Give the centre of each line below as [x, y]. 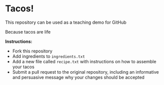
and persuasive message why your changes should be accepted [79, 77]
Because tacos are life [28, 32]
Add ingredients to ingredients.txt [49, 56]
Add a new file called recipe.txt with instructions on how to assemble [84, 61]
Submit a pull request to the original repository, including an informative [85, 72]
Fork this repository [32, 51]
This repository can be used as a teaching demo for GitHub [66, 22]
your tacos [23, 67]
